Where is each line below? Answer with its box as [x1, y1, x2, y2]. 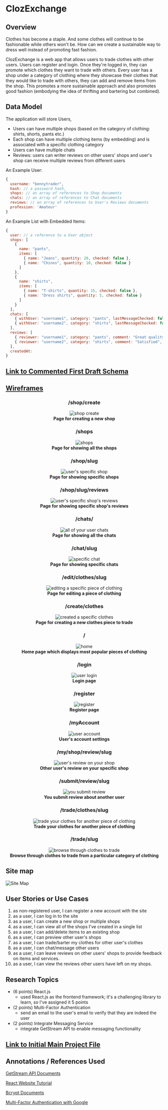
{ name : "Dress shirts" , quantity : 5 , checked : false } [23, 293, 142, 298]
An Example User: [5, 167, 43, 173]
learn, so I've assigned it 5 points [20, 999, 89, 1005]
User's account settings [58, 736, 110, 742]
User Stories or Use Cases [5, 895, 89, 903]
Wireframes [5, 384, 44, 392]
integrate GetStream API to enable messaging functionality [20, 1026, 141, 1032]
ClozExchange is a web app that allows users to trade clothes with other [5, 56, 154, 62]
